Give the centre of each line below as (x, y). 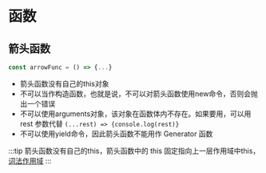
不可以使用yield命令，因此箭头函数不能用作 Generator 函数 (116, 134)
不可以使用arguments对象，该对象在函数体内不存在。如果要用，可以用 (135, 114)
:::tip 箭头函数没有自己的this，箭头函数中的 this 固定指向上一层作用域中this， (134, 151)
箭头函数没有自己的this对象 (64, 83)
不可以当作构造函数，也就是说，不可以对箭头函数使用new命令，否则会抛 (139, 94)
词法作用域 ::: (30, 160)
